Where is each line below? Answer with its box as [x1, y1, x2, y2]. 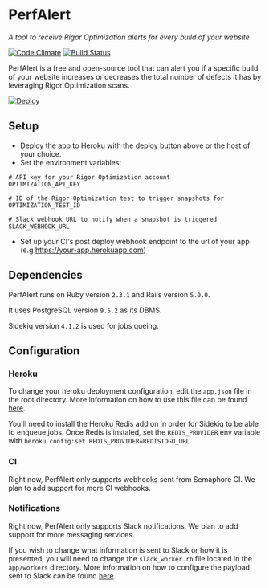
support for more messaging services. [8, 529, 135, 539]
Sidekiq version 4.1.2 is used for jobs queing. [8, 321, 159, 330]
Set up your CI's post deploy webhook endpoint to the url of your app [19, 236, 251, 246]
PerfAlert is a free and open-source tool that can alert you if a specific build [8, 63, 259, 73]
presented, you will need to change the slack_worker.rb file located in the [8, 553, 253, 563]
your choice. [19, 149, 62, 158]
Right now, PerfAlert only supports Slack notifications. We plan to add [8, 521, 238, 531]
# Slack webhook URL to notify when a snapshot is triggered [8, 215, 218, 223]
